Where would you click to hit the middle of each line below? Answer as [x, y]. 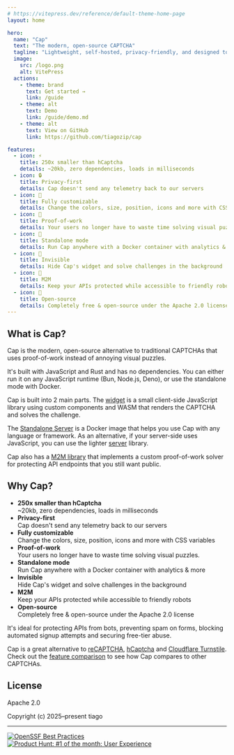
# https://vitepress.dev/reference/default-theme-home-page [96, 14]
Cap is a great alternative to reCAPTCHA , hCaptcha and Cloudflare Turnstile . [117, 649]
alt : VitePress [42, 72]
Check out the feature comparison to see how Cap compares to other [107, 656]
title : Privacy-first [51, 182]
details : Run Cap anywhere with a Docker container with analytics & [123, 247]
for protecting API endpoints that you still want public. [84, 464]
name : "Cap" [31, 39]
